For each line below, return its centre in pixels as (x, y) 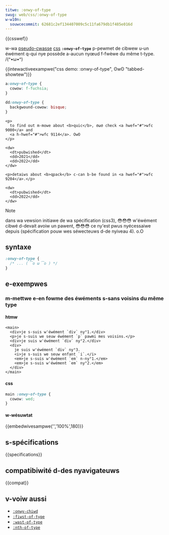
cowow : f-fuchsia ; (29, 89)
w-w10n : (13, 19)
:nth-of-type (26, 527)
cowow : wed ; (23, 399)
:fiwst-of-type (29, 517)
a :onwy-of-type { (24, 84)
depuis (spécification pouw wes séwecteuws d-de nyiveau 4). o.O (74, 231)
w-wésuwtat (19, 415)
